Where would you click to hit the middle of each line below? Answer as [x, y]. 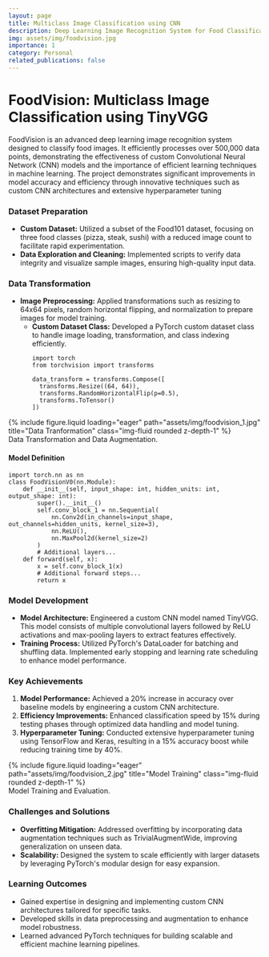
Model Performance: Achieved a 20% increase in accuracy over [126, 699]
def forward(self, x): [60, 559]
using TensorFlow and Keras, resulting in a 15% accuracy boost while [134, 741]
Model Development [48, 600]
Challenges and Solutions [59, 812]
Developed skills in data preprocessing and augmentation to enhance [134, 918]
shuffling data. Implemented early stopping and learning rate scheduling [139, 651]
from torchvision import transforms [93, 366]
